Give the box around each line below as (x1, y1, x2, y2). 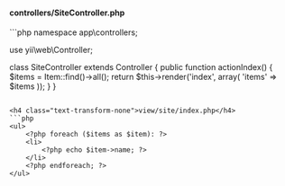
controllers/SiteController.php (9, 7, 125, 18)
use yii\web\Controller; (9, 45, 93, 56)
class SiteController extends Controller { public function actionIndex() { (9, 62, 273, 73)
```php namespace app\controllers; (9, 27, 138, 38)
